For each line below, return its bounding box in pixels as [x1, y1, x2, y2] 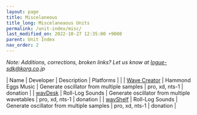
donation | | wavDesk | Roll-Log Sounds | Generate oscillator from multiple [6, 89, 190, 96]
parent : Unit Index [6, 37, 55, 43]
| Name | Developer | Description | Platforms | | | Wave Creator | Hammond [6, 76, 191, 84]
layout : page [6, 8, 39, 15]
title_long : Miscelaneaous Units [6, 20, 90, 26]
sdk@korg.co [6, 65, 39, 72]
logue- [150, 58, 167, 66]
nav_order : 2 [6, 43, 39, 49]
